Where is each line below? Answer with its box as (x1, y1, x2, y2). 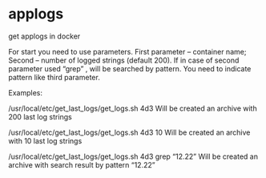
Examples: (8, 87, 42, 97)
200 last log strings (8, 111, 72, 121)
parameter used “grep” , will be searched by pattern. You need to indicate (8, 63, 252, 73)
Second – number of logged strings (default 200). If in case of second (8, 55, 240, 65)
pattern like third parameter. (8, 72, 100, 82)
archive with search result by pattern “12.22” (8, 160, 155, 169)
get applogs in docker (8, 31, 81, 41)
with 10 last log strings (8, 136, 83, 145)
